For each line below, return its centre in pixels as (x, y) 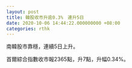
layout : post (23, 12)
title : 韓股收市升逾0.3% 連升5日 (45, 17)
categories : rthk (28, 29)
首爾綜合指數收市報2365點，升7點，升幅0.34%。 (68, 59)
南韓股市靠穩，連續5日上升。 (42, 46)
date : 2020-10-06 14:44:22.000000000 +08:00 (63, 23)
